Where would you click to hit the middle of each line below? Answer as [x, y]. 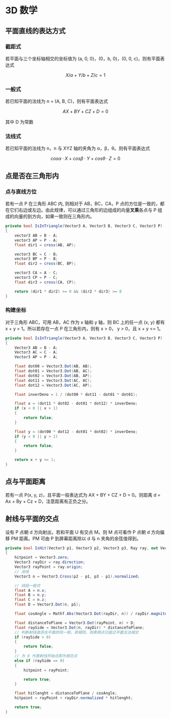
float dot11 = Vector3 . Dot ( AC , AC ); [53, 380]
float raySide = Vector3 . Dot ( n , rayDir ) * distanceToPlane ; [79, 627]
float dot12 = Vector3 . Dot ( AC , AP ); [53, 385]
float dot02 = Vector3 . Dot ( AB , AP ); [53, 376]
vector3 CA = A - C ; [36, 273]
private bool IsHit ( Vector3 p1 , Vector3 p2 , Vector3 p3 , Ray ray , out [82, 548]
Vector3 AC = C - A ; [36, 352]
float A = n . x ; [31, 590]
